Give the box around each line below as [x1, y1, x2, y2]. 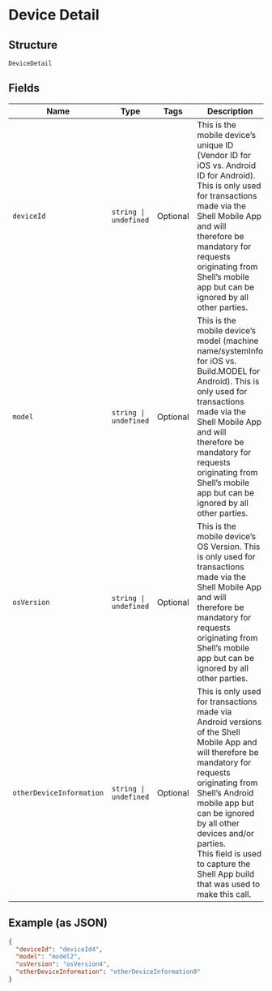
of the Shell [197, 726, 240, 737]
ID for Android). [197, 169, 257, 181]
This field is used [197, 847, 261, 859]
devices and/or [197, 827, 255, 839]
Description [206, 105, 253, 117]
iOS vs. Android [197, 160, 257, 171]
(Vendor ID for [197, 149, 251, 161]
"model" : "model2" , [15, 953, 82, 961]
